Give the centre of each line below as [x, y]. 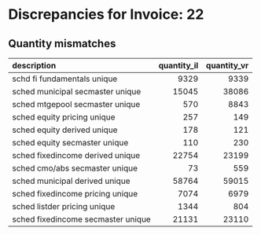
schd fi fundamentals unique [65, 79]
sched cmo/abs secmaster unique [75, 168]
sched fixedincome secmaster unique [81, 219]
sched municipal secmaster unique [77, 92]
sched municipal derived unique [72, 181]
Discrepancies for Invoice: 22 [106, 15]
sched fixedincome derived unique [76, 155]
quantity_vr [227, 66]
